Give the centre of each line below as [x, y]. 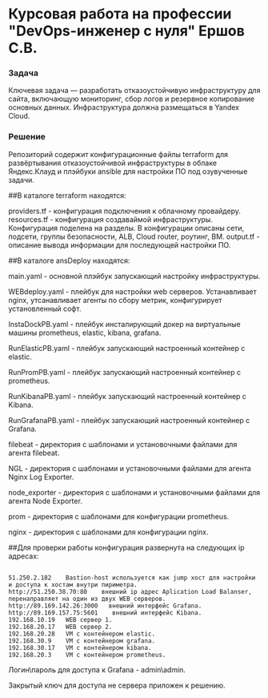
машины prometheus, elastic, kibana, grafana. [85, 333]
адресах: [24, 556]
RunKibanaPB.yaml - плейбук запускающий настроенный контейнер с [127, 396]
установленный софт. [45, 309]
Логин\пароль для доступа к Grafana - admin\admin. [97, 669]
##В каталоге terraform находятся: [67, 195]
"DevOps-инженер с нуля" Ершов [127, 31]
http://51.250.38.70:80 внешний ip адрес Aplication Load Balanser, [130, 591]
